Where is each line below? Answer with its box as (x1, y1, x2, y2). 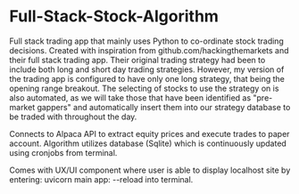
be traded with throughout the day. (9, 111, 137, 122)
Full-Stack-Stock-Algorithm (9, 6, 219, 27)
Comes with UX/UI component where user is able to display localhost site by (9, 165, 291, 175)
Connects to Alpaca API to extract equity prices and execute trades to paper (9, 128, 290, 139)
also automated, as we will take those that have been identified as (9, 92, 252, 103)
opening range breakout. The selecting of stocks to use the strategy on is (9, 83, 279, 93)
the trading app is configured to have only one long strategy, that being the (9, 73, 286, 84)
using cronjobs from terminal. (9, 147, 118, 158)
